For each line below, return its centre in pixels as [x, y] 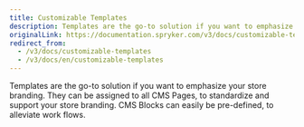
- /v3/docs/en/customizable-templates [91, 60]
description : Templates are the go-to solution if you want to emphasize [152, 26]
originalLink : [36, 34]
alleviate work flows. [47, 115]
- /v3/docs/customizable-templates [85, 52]
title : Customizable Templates [68, 18]
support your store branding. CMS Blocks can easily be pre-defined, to [142, 105]
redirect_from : [38, 43]
